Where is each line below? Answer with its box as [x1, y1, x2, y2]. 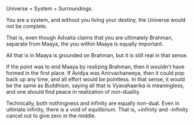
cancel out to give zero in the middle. [6, 112, 96, 119]
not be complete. [6, 23, 48, 29]
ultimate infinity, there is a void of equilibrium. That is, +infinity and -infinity [6, 106, 189, 113]
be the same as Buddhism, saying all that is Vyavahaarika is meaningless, [6, 82, 185, 89]
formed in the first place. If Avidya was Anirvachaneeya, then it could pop [6, 70, 185, 76]
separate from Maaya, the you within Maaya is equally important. [6, 41, 164, 47]
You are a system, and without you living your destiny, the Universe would [6, 17, 186, 23]
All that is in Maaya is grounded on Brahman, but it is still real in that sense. [6, 52, 188, 58]
